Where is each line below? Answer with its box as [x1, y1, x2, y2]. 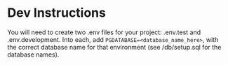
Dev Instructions [7, 5, 107, 21]
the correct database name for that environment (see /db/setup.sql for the [7, 43, 222, 51]
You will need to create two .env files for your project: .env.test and [7, 28, 201, 36]
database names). [7, 50, 60, 59]
